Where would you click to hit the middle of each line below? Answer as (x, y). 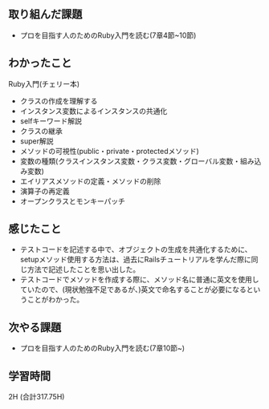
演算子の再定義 (45, 191)
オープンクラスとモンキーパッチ (73, 201)
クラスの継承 (41, 131)
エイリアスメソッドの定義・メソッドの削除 (90, 181)
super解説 (37, 141)
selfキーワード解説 (51, 121)
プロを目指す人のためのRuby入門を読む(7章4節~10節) (108, 35)
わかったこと (40, 63)
